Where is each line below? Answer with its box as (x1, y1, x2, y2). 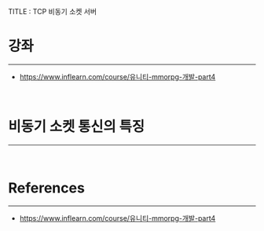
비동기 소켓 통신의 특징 (8, 118, 145, 136)
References (8, 179, 85, 197)
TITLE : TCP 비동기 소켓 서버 (8, 7, 97, 16)
